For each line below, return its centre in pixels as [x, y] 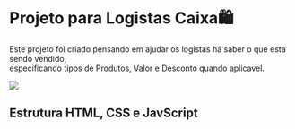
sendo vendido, [38, 58]
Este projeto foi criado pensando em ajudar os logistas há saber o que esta [148, 49]
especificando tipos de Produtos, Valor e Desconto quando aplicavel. [137, 68]
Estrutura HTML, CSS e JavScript [104, 113]
